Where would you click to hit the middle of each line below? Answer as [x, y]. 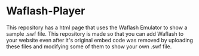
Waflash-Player [46, 11]
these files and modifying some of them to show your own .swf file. [89, 46]
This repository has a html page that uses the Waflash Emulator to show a [97, 27]
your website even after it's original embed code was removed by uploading [99, 40]
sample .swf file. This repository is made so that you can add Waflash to [95, 33]
